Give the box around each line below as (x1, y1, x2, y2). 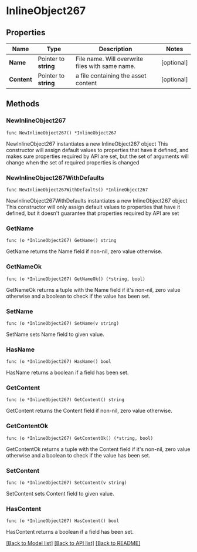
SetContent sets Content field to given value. (6, 490, 114, 497)
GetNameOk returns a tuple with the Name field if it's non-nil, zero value (6, 286, 181, 293)
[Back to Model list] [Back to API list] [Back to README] (6, 540, 141, 547)
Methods (6, 99, 40, 109)
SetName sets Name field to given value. (6, 331, 104, 338)
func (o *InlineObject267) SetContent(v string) (6, 480, 127, 486)
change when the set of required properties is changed (6, 159, 140, 166)
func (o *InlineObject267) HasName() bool (6, 359, 111, 365)
